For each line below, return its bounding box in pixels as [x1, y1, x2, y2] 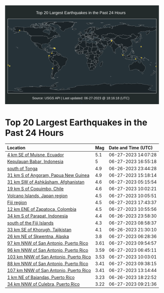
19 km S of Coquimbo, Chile [7, 186, 64, 192]
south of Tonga [7, 165, 38, 171]
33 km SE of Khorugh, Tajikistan [7, 226, 72, 232]
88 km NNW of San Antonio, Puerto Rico [7, 261, 89, 267]
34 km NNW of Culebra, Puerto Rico [7, 281, 80, 287]
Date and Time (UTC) [109, 145, 153, 151]
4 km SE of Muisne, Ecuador [7, 152, 64, 158]
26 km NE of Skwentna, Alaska [7, 233, 69, 240]
